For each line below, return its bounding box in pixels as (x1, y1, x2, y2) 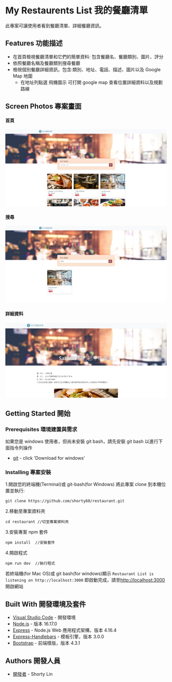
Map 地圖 (12, 73, 33, 79)
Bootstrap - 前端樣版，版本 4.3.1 (12, 640, 80, 646)
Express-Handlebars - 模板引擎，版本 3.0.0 (12, 633, 104, 640)
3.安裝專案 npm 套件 (5, 529, 49, 535)
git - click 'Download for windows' (12, 455, 85, 461)
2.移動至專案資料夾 (5, 508, 46, 515)
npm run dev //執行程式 (5, 561, 55, 566)
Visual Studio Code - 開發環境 (12, 614, 76, 621)
